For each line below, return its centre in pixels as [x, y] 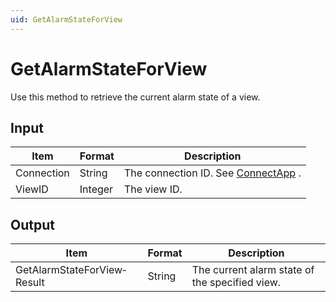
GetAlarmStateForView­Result [71, 276]
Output [32, 224]
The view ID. [153, 189]
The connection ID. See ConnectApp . [212, 173]
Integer [96, 189]
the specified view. [236, 283]
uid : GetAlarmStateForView [66, 19]
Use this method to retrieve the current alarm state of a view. [135, 97]
